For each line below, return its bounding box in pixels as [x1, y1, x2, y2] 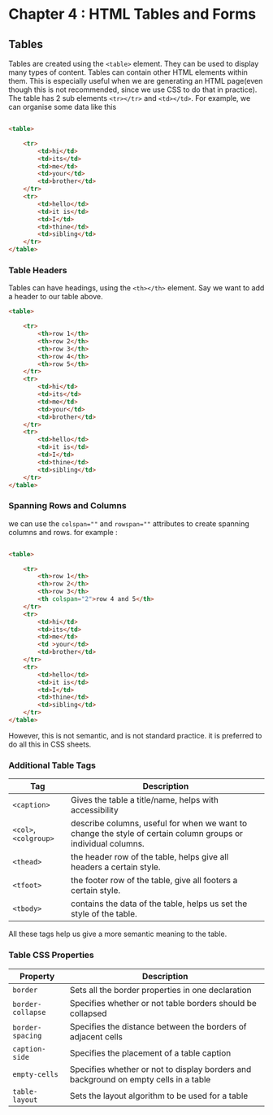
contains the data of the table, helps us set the [70, 898, 248, 909]
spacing [12, 1030, 42, 1040]
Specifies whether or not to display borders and [69, 1063, 252, 1074]
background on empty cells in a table [69, 1074, 211, 1085]
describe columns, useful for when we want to [70, 818, 248, 830]
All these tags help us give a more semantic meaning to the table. [8, 929, 227, 939]
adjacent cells [69, 1030, 123, 1042]
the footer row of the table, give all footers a [70, 875, 238, 886]
